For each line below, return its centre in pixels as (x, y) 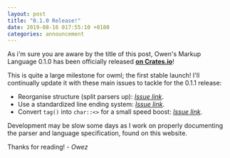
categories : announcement (46, 34)
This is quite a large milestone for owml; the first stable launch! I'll (104, 75)
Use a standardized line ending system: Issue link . (91, 105)
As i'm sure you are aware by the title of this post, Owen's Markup (104, 54)
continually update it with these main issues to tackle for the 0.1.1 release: (115, 83)
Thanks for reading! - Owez (48, 147)
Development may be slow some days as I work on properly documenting (115, 126)
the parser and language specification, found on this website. (97, 133)
